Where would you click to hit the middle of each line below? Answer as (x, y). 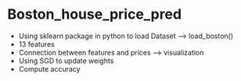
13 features (37, 44)
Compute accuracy (49, 69)
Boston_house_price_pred (94, 14)
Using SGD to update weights (66, 61)
